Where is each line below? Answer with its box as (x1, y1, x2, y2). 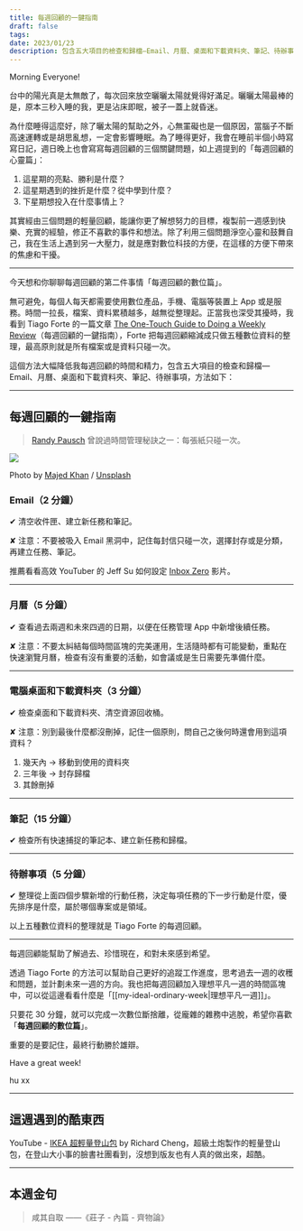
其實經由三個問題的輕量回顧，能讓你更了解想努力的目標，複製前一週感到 (9, 216, 278, 227)
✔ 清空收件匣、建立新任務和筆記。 (9, 516, 137, 527)
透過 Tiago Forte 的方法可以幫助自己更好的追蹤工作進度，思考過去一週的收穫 (9, 967, 294, 978)
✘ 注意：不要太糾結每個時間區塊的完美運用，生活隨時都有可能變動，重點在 (9, 640, 287, 651)
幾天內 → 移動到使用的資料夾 (22, 756, 131, 767)
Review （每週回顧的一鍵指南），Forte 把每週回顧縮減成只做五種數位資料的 (9, 330, 283, 341)
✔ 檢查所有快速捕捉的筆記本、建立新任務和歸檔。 (9, 835, 192, 846)
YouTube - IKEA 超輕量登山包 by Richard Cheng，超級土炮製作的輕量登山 (9, 1138, 281, 1149)
